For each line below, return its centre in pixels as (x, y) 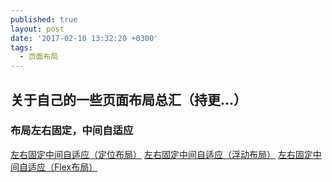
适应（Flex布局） (62, 167)
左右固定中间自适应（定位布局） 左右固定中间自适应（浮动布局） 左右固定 (161, 154)
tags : (21, 47)
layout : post (37, 29)
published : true (44, 19)
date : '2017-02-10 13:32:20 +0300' (84, 38)
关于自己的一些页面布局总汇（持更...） (129, 99)
